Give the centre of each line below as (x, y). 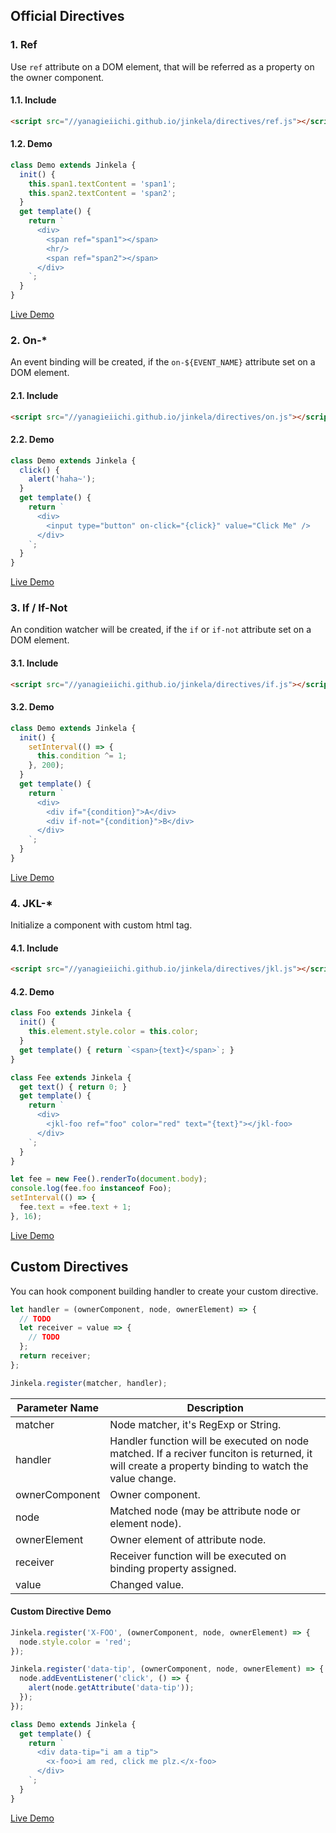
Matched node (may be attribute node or (205, 1511)
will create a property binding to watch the (209, 1466)
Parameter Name (58, 1407)
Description (215, 1407)
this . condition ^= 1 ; (82, 756)
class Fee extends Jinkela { (71, 1077)
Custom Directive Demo (61, 1611)
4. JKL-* (31, 903)
